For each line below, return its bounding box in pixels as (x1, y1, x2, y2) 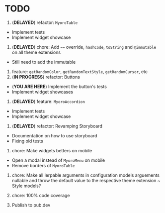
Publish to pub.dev (11, 202, 51, 208)
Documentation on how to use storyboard (11, 132, 97, 138)
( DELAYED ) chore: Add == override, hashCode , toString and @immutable (11, 44, 157, 50)
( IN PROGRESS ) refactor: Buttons (11, 74, 81, 80)
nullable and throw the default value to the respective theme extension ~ (11, 177, 161, 183)
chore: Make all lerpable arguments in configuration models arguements (11, 172, 160, 178)
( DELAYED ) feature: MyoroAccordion (11, 98, 85, 105)
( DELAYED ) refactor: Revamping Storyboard (11, 123, 102, 129)
